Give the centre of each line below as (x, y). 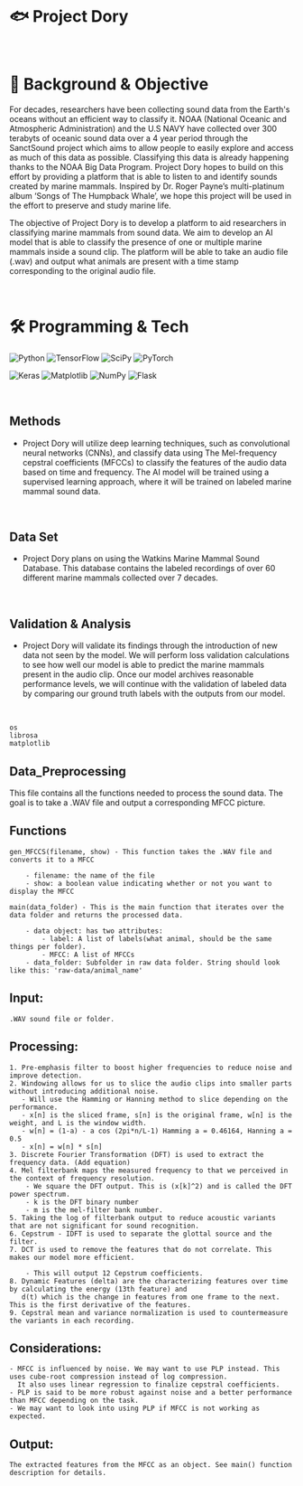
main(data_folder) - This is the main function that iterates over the (147, 907)
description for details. (58, 1473)
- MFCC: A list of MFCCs (88, 955)
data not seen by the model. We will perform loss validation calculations (156, 655)
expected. (28, 1416)
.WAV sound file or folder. (62, 1019)
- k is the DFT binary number (83, 1202)
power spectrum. (40, 1194)
